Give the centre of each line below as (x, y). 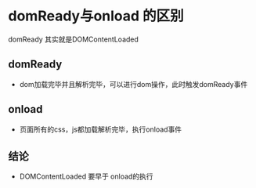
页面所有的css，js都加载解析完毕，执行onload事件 (101, 129)
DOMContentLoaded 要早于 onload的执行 (87, 176)
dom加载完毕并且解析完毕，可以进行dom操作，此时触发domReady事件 (133, 84)
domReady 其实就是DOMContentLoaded (74, 39)
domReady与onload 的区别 (96, 16)
